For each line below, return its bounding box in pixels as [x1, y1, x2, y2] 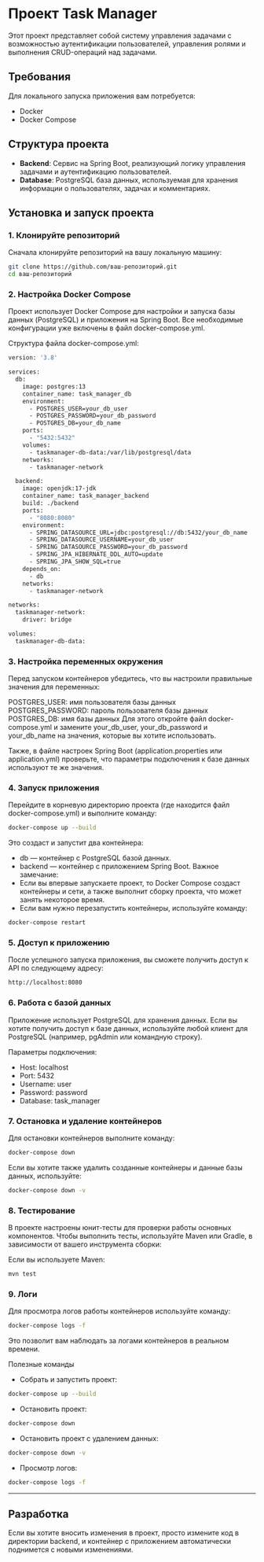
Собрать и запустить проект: [19, 1375, 118, 1384]
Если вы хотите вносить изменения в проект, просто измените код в [8, 1528, 240, 1538]
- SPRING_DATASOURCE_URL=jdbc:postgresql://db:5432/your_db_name [28, 529, 247, 536]
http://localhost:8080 [8, 978, 82, 987]
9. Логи [8, 1288, 38, 1299]
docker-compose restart [8, 919, 86, 927]
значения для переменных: [8, 682, 101, 692]
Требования [8, 70, 71, 83]
